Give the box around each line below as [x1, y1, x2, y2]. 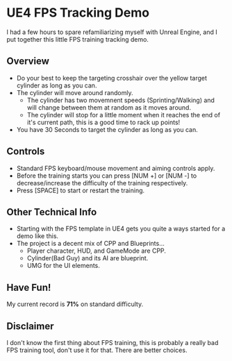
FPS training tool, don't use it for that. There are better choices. [6, 346, 188, 354]
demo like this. [16, 232, 59, 240]
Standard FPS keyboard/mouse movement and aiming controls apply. [16, 164, 215, 172]
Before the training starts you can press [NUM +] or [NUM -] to [16, 171, 197, 180]
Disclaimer [6, 320, 54, 332]
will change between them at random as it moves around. [26, 103, 192, 112]
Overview [6, 56, 50, 67]
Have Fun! [6, 281, 51, 293]
